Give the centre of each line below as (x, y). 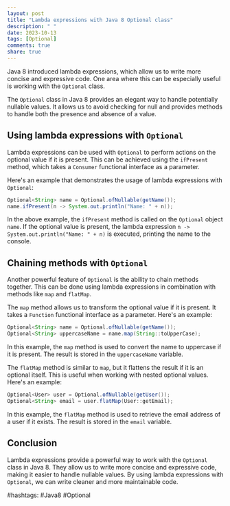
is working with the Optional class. (56, 86)
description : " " (32, 26)
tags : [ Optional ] (32, 39)
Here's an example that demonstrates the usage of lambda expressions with (115, 180)
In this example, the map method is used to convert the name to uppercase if (114, 347)
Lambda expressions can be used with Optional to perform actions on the (112, 152)
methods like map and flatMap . (49, 294)
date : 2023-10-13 (32, 33)
